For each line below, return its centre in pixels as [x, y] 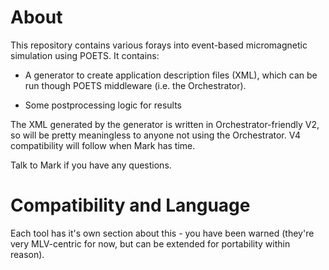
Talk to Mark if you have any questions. [91, 165]
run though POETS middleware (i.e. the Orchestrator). [135, 85]
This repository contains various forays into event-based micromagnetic [159, 45]
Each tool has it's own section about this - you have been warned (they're [162, 233]
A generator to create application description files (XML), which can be [171, 75]
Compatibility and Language [130, 205]
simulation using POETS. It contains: [85, 55]
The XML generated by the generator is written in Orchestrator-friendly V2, [165, 124]
